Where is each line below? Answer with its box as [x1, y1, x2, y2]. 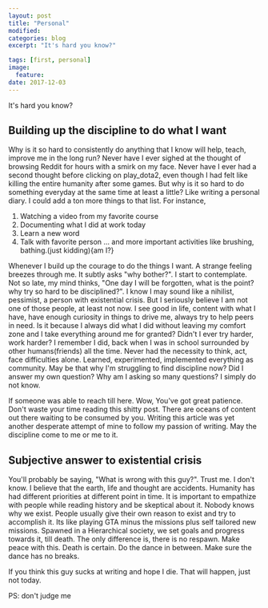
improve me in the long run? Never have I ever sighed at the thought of [8, 153, 242, 163]
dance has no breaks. [8, 551, 80, 561]
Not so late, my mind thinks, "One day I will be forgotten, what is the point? [8, 278, 254, 288]
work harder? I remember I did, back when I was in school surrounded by [8, 338, 250, 347]
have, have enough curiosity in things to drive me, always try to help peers [8, 312, 254, 322]
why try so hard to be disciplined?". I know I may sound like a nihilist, [8, 286, 234, 297]
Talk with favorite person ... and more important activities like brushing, [19, 237, 254, 247]
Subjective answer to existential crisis [8, 453, 202, 467]
